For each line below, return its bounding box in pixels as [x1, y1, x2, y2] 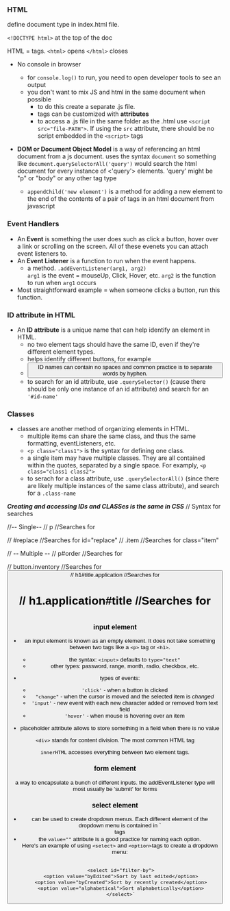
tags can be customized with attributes [37, 110, 149, 118]
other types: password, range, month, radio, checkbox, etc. [50, 662, 199, 670]
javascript [27, 202, 55, 210]
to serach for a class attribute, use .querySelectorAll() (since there [27, 474, 219, 483]
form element [94, 764, 136, 773]
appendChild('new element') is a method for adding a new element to [27, 187, 223, 196]
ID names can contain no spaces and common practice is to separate [37, 363, 213, 371]
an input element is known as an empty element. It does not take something [24, 637, 216, 645]
